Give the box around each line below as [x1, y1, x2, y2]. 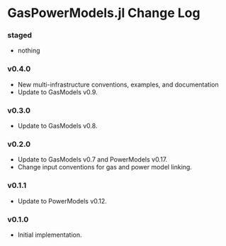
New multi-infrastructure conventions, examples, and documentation [17, 80, 219, 89]
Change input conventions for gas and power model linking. [17, 163, 193, 172]
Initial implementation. [17, 230, 83, 239]
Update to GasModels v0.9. [17, 87, 98, 96]
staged [7, 30, 33, 40]
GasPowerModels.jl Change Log [7, 5, 200, 21]
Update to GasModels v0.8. [17, 122, 98, 130]
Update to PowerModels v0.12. [17, 196, 108, 205]
